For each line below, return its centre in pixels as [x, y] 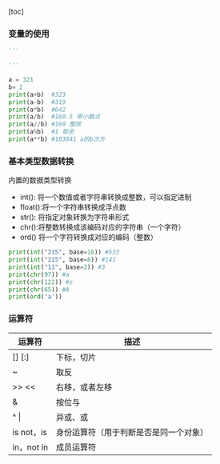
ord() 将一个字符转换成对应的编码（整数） [88, 237]
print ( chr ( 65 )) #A [39, 290]
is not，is [30, 432]
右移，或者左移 [84, 387]
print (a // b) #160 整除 [45, 124]
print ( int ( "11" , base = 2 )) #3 [57, 267]
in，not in [30, 447]
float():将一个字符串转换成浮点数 [73, 207]
